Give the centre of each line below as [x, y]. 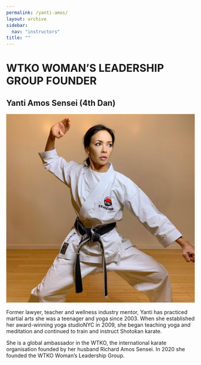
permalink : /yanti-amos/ [37, 13]
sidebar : [17, 25]
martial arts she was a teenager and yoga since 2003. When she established [100, 319]
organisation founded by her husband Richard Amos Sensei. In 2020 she [96, 349]
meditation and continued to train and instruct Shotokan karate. [84, 331]
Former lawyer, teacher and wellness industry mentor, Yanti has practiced [97, 312]
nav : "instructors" [36, 32]
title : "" [19, 38]
